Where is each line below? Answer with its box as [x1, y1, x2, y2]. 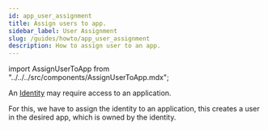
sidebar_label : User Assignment [8, 27, 117, 35]
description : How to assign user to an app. [8, 42, 161, 50]
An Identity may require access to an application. [8, 88, 172, 98]
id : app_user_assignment [8, 11, 92, 20]
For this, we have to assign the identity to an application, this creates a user [8, 104, 261, 114]
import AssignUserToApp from [8, 64, 110, 73]
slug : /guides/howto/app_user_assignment [8, 34, 151, 43]
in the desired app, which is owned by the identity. [8, 112, 177, 122]
